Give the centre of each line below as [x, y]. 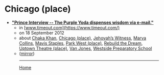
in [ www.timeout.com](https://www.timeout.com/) [69, 27]
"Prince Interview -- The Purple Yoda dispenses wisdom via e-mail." [82, 22]
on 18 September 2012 [42, 33]
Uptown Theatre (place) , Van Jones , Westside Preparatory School [85, 48]
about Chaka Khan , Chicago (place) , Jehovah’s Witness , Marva [82, 38]
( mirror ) [27, 53]
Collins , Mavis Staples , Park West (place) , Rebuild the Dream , [81, 43]
